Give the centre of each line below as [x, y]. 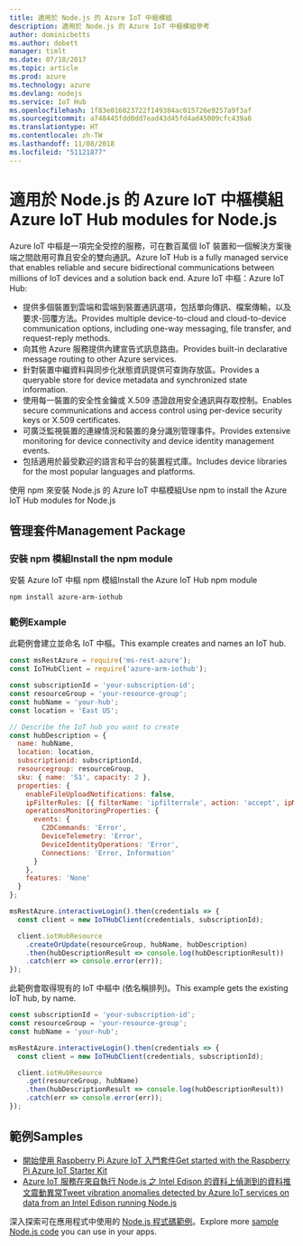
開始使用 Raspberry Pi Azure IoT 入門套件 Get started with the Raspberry [156, 1160]
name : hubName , [46, 744]
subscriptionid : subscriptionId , [80, 760]
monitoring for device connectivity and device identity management [148, 440]
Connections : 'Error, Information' [109, 853]
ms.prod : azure [38, 77]
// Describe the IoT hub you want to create [94, 727]
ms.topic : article [44, 69]
